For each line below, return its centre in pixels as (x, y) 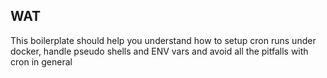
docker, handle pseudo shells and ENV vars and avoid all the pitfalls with (159, 51)
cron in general (41, 61)
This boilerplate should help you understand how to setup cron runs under (163, 40)
